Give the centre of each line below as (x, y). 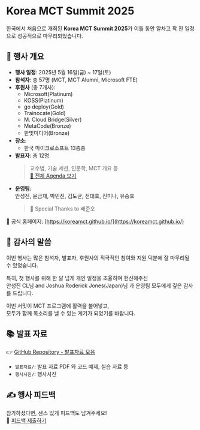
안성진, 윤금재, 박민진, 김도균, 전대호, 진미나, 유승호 (75, 196)
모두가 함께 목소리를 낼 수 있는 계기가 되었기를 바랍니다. (71, 313)
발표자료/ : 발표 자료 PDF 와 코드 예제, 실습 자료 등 (72, 366)
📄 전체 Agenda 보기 (53, 176)
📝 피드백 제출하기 (26, 420)
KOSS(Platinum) (44, 100)
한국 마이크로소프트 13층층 (54, 148)
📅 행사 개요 (25, 57)
